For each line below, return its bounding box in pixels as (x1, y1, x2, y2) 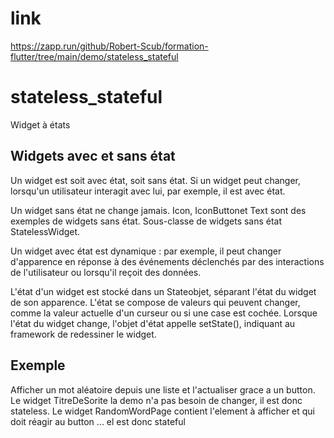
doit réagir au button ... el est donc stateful (10, 415, 186, 427)
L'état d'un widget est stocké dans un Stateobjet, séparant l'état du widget (10, 285, 317, 297)
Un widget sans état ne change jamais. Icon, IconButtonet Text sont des (10, 204, 307, 216)
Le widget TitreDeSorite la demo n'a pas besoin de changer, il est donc (10, 394, 303, 406)
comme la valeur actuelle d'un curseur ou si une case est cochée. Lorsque (10, 307, 318, 319)
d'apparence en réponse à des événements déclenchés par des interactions (10, 255, 325, 267)
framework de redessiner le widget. (10, 328, 157, 340)
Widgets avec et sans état (10, 148, 176, 165)
